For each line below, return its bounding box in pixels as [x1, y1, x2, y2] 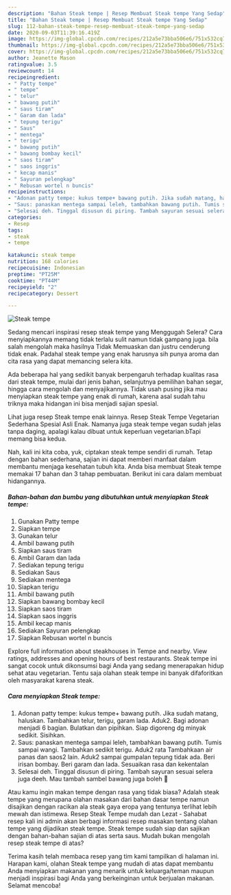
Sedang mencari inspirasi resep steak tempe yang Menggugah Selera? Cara [8, 328, 223, 336]
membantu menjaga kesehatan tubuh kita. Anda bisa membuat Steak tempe [8, 463, 222, 471]
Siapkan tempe [17, 525, 60, 533]
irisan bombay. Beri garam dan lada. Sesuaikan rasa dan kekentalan [17, 760, 209, 768]
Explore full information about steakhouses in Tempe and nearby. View [8, 647, 208, 655]
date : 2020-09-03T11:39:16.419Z [8, 29, 100, 36]
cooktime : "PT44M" [8, 277, 60, 284]
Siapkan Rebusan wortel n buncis [17, 634, 112, 642]
